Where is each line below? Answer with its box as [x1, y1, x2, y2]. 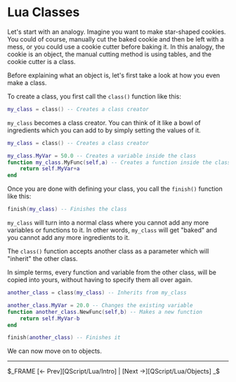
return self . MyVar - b [20, 314, 80, 322]
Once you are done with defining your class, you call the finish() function [7, 184, 223, 193]
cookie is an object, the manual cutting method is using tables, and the [7, 50, 212, 58]
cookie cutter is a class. [7, 57, 76, 65]
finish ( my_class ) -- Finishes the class [7, 205, 128, 213]
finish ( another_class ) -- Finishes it [7, 334, 121, 341]
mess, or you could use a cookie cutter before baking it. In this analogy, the [7, 42, 225, 51]
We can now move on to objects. [7, 347, 103, 355]
